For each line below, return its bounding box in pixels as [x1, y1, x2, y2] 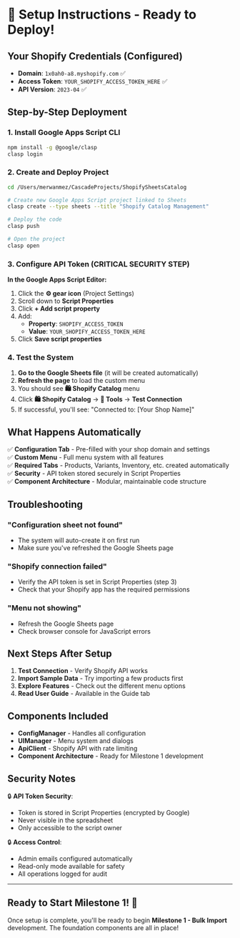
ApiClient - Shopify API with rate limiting [17, 744, 138, 753]
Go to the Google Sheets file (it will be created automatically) [17, 369, 199, 377]
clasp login [7, 150, 43, 158]
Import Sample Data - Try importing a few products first [17, 674, 184, 683]
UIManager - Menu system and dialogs [17, 737, 134, 745]
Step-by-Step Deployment [7, 106, 127, 119]
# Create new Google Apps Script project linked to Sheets [7, 196, 187, 204]
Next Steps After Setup [7, 647, 112, 659]
